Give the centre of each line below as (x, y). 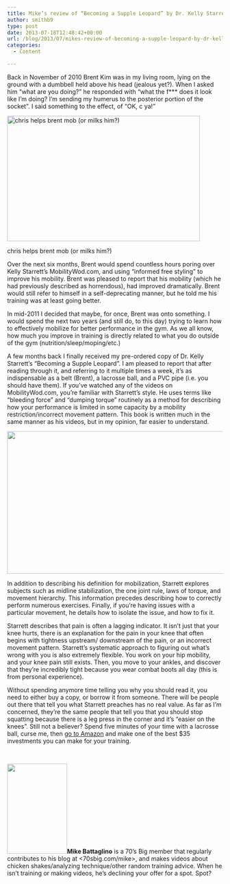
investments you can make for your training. (69, 741)
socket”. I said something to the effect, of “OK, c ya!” (81, 106)
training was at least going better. (54, 300)
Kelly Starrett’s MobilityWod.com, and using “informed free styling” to (105, 271)
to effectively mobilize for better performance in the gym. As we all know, (111, 328)
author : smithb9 (30, 20)
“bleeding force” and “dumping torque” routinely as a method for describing (114, 400)
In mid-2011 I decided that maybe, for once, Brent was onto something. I (108, 314)
